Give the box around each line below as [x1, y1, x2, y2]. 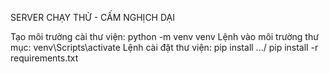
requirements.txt [10, 52, 79, 64]
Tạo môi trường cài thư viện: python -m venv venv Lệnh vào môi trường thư [10, 31, 319, 42]
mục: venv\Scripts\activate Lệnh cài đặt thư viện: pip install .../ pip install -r [10, 42, 319, 53]
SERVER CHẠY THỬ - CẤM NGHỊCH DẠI [10, 12, 175, 23]
